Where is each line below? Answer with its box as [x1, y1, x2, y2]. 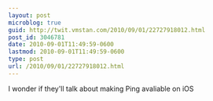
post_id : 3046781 [8, 33, 65, 41]
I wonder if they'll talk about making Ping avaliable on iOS [8, 84, 194, 93]
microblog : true [8, 19, 61, 27]
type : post [8, 56, 44, 63]
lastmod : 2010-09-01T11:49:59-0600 [8, 48, 125, 56]
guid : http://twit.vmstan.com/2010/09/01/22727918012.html [8, 26, 206, 34]
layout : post [8, 11, 51, 20]
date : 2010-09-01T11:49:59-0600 [8, 41, 114, 49]
